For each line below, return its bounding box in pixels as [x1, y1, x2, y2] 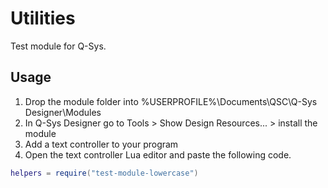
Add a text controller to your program [24, 138, 179, 150]
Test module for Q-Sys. [10, 40, 107, 52]
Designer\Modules [24, 106, 102, 118]
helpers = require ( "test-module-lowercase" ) [10, 168, 199, 178]
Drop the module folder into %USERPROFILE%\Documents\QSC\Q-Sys [24, 95, 318, 107]
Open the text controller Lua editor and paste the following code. [24, 148, 292, 161]
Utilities [10, 7, 76, 30]
